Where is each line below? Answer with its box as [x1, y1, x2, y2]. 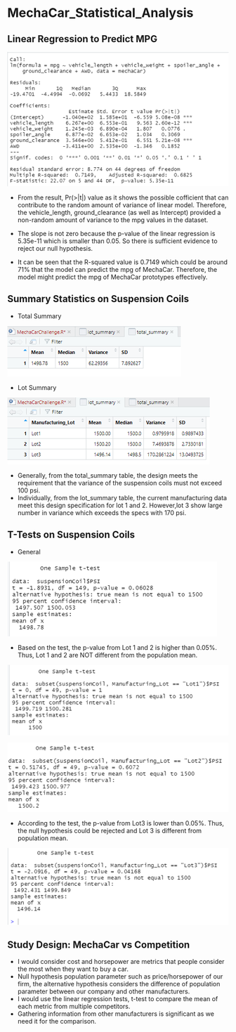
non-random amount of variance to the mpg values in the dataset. [17, 216, 209, 224]
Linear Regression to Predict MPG [7, 33, 158, 45]
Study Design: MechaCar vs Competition [7, 939, 190, 951]
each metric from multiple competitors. [17, 1002, 131, 1011]
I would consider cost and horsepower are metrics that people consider [17, 958, 225, 966]
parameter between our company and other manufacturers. [17, 987, 190, 995]
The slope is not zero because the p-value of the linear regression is [17, 229, 216, 237]
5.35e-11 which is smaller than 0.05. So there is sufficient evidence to [17, 237, 218, 245]
